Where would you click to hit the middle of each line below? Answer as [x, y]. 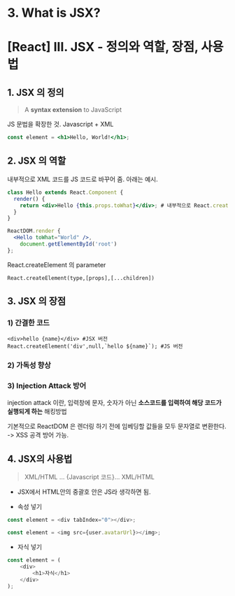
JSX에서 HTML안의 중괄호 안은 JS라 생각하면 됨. [84, 492]
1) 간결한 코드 [29, 323]
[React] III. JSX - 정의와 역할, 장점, [103, 47]
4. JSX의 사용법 [40, 459]
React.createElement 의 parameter [57, 264]
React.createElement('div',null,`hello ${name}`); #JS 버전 [95, 347]
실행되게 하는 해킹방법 [37, 411]
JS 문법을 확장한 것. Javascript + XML [60, 125]
